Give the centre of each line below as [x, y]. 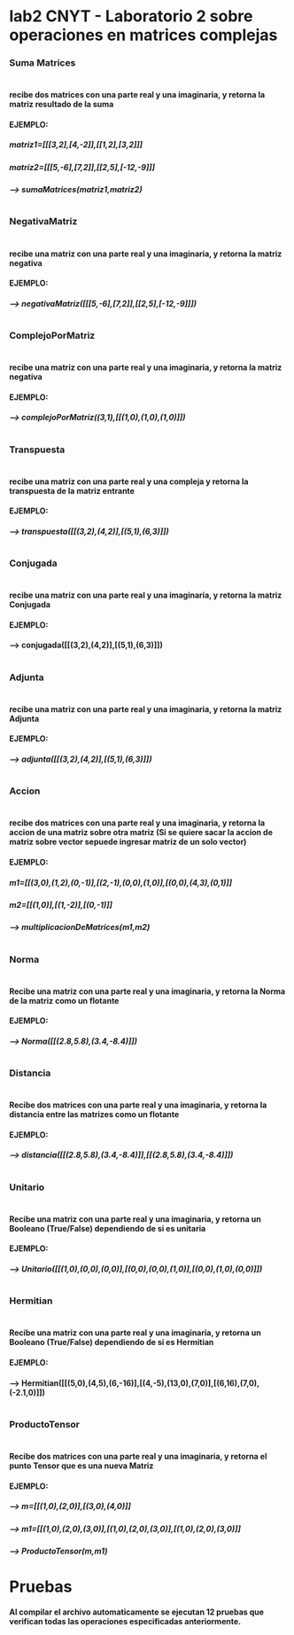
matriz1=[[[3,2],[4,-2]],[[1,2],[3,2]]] [76, 145]
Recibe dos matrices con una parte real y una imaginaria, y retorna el [138, 1456]
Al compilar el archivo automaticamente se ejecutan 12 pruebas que [136, 1612]
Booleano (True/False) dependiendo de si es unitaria [108, 1228]
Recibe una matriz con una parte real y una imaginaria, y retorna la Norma [147, 991]
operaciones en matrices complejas [143, 35]
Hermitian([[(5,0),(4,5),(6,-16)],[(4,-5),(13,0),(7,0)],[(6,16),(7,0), [141, 1383]
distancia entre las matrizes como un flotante [94, 1115]
